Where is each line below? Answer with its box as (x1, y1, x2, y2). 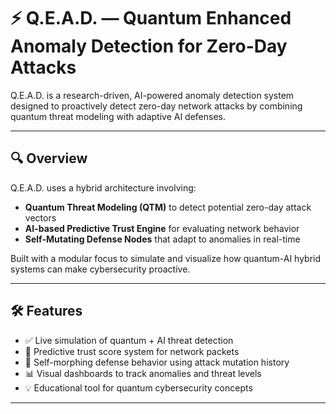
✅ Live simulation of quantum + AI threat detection (24, 334, 234, 346)
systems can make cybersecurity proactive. (10, 263, 191, 275)
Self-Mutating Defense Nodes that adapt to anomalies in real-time (24, 233, 301, 245)
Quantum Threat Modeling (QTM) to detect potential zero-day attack (24, 201, 312, 213)
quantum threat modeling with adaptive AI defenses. (10, 110, 227, 122)
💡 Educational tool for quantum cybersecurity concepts (24, 381, 253, 394)
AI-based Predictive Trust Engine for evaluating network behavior (24, 222, 300, 234)
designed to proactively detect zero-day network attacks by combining (10, 100, 303, 112)
